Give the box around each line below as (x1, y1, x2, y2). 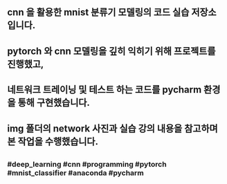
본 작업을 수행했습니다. (7, 136, 99, 147)
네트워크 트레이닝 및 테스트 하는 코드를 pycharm (7, 84, 202, 95)
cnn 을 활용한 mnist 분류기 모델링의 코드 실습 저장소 (7, 6, 217, 19)
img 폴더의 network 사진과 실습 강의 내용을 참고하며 (7, 122, 218, 134)
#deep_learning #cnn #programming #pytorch (7, 159, 167, 169)
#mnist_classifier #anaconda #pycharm (7, 168, 144, 178)
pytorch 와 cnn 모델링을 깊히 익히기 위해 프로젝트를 (7, 45, 216, 57)
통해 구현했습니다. (17, 97, 90, 109)
